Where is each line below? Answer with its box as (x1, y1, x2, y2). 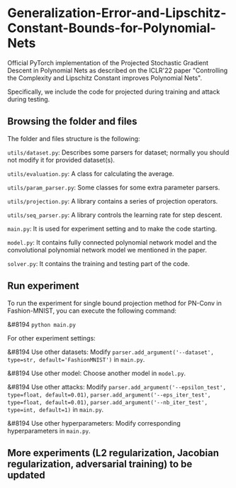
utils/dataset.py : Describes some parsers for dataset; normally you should (7, 148, 230, 157)
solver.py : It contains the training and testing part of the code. (7, 259, 190, 267)
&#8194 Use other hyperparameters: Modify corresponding (7, 418, 181, 427)
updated (7, 469, 45, 481)
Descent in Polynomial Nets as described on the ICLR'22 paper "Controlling (7, 66, 228, 74)
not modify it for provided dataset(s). (7, 155, 116, 164)
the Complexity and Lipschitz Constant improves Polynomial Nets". (7, 73, 203, 82)
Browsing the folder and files (7, 116, 137, 128)
